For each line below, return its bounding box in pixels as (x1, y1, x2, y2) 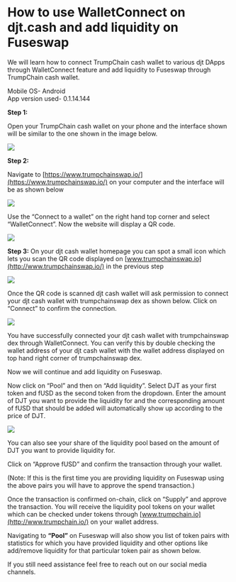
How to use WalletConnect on (7, 4, 186, 21)
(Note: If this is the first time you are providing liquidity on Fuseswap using (7, 473, 225, 482)
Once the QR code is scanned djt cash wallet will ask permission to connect (7, 289, 229, 297)
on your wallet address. (90, 517, 159, 526)
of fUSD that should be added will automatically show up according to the (7, 404, 223, 412)
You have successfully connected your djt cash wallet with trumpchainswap (7, 331, 229, 339)
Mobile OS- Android (7, 87, 66, 95)
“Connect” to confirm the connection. (7, 304, 117, 312)
